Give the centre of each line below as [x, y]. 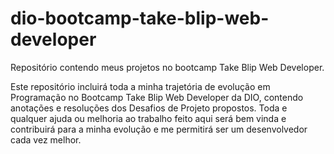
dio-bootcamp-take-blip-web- [140, 18]
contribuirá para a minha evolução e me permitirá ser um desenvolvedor [159, 129]
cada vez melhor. [46, 139]
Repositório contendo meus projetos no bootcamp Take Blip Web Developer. [167, 67]
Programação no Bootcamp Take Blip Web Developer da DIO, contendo [157, 97]
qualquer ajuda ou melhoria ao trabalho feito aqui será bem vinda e [148, 118]
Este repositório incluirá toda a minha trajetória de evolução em [140, 86]
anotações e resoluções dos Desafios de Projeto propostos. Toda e [149, 108]
